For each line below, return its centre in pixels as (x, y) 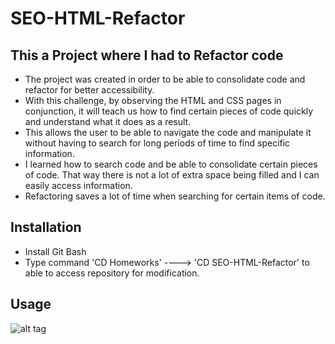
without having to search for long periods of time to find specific (157, 143)
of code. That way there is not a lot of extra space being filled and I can (172, 175)
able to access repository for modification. (112, 273)
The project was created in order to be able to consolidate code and (165, 79)
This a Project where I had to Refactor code (147, 55)
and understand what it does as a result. (108, 121)
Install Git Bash (55, 251)
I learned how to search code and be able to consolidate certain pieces (171, 164)
